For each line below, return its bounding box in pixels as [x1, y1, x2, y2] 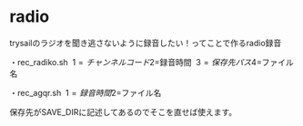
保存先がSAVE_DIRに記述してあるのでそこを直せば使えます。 [9, 106, 237, 117]
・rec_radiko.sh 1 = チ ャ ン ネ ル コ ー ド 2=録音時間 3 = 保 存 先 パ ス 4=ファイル [9, 56, 294, 67]
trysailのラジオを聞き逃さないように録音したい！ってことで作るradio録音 [9, 37, 282, 48]
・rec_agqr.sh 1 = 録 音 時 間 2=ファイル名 [9, 87, 162, 98]
